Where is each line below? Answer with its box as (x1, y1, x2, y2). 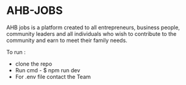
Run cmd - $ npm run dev (15, 66, 81, 73)
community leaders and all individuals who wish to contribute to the (6, 30, 177, 37)
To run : (6, 48, 26, 55)
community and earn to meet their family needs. (6, 36, 127, 44)
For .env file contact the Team (15, 73, 91, 80)
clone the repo (15, 60, 53, 67)
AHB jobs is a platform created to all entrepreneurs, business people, (6, 24, 180, 31)
